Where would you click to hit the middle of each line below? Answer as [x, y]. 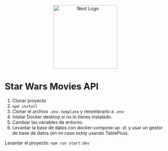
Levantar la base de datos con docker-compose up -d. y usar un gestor [87, 128]
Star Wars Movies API [52, 87]
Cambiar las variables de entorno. [48, 122]
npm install [25, 106]
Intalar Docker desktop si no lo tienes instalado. [62, 116]
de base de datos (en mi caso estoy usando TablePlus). [70, 133]
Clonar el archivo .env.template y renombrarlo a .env [68, 111]
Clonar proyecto [29, 100]
